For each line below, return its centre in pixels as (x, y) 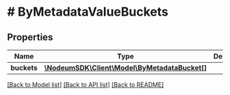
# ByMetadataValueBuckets (88, 12)
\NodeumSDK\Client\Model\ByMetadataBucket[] (126, 68)
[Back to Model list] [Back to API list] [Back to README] (86, 85)
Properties (30, 37)
